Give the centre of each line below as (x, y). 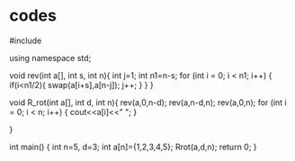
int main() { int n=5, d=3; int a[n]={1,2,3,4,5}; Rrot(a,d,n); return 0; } (134, 147)
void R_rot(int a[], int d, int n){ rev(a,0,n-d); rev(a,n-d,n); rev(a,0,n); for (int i (148, 102)
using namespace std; (50, 58)
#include (26, 40)
